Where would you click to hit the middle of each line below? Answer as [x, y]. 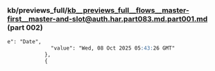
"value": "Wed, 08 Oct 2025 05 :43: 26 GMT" [113, 48]
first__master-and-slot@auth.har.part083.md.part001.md [108, 19]
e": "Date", [24, 42]
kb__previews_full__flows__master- [128, 10]
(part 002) [25, 28]
